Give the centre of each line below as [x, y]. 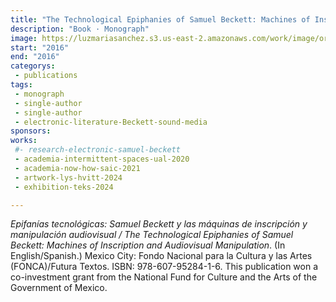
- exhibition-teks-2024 [64, 187]
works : [24, 141]
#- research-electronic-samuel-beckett [98, 150]
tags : [21, 85]
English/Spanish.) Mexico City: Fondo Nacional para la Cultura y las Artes [161, 256]
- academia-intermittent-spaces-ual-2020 [102, 159]
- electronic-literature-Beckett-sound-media [111, 122]
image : [24, 38]
